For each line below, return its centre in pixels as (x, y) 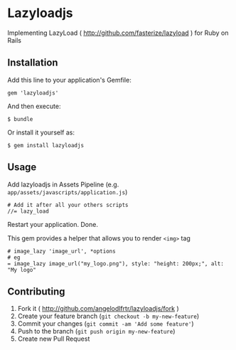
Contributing (36, 291)
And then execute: (34, 106)
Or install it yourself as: (41, 132)
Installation (33, 63)
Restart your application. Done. (53, 224)
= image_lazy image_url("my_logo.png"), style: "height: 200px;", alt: (116, 264)
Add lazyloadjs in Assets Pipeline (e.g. (63, 184)
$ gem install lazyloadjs (45, 145)
